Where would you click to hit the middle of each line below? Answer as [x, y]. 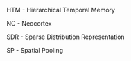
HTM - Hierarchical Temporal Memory [61, 10]
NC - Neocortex [29, 23]
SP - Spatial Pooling [35, 50]
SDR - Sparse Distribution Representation [66, 37]
